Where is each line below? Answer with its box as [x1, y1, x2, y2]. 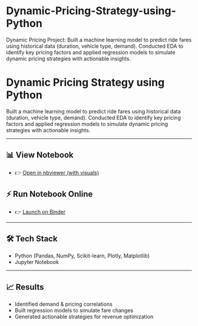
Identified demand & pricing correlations [14, 301, 113, 308]
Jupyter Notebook [14, 259, 59, 266]
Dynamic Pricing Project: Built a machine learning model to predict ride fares [6, 36, 192, 43]
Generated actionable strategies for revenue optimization [14, 313, 154, 320]
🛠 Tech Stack [6, 233, 58, 243]
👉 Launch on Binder [14, 208, 66, 215]
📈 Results [6, 282, 44, 292]
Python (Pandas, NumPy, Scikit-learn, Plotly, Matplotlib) [14, 252, 150, 259]
